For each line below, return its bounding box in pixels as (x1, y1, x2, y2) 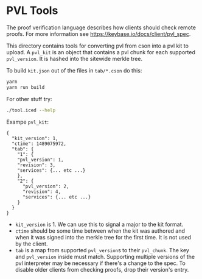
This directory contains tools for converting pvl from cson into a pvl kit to (6, 42, 189, 49)
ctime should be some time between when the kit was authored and (15, 227, 186, 235)
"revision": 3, (17, 162, 56, 168)
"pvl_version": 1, (17, 157, 64, 163)
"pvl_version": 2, (22, 183, 69, 189)
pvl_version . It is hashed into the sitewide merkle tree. (6, 55, 143, 62)
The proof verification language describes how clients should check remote (6, 24, 197, 31)
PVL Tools (6, 4, 58, 18)
